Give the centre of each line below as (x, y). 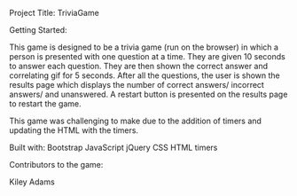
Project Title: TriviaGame (54, 13)
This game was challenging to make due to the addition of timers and (135, 121)
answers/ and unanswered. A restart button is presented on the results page (148, 94)
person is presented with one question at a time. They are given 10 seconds (147, 56)
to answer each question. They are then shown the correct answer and (139, 66)
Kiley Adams (32, 182)
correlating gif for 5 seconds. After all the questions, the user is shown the (145, 75)
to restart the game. (45, 104)
